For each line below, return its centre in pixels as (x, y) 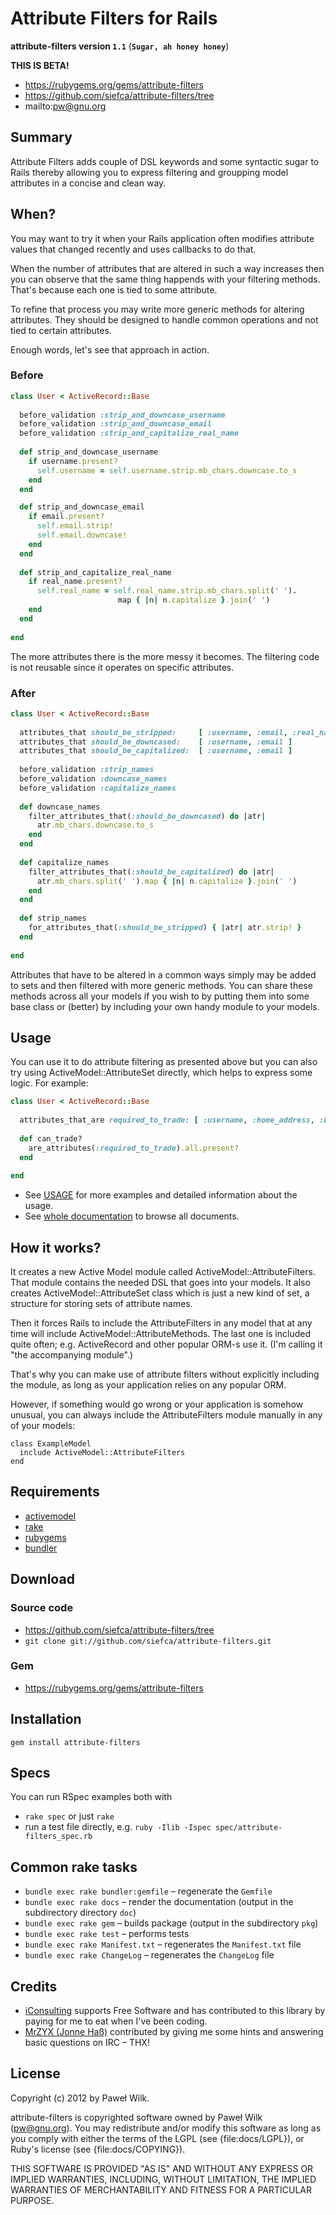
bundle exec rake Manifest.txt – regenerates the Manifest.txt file (163, 1944)
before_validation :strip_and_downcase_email (116, 424)
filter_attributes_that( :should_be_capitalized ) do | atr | (151, 872)
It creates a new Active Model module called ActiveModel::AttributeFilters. (163, 1272)
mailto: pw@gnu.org (65, 106)
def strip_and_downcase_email (82, 507)
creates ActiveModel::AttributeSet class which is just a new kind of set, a (160, 1293)
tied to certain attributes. (61, 330)
